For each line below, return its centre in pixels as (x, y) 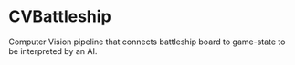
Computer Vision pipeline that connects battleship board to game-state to (147, 42)
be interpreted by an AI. (53, 51)
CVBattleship (60, 17)
